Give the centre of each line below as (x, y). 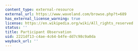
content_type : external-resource (39, 9)
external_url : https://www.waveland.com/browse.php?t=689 (66, 14)
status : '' (16, 28)
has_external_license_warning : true (43, 18)
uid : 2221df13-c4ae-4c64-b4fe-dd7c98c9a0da (51, 37)
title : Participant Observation (38, 32)
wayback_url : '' (22, 41)
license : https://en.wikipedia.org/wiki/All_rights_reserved (69, 23)
